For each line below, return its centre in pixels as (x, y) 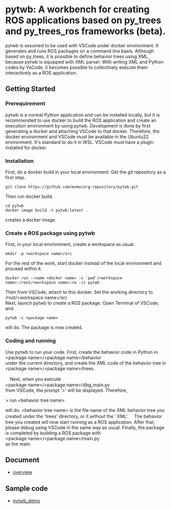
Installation (20, 161)
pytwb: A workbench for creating (78, 10)
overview (22, 472)
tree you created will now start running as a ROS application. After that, (80, 422)
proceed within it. (24, 269)
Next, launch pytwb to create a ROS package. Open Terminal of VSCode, (82, 303)
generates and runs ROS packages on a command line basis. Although (80, 51)
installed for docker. (26, 147)
